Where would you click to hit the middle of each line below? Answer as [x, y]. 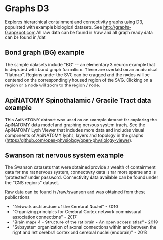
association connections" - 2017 [44, 217]
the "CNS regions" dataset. [32, 183]
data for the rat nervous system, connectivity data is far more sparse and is [81, 172]
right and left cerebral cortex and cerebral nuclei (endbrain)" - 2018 [80, 232]
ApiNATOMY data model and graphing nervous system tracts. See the [75, 125]
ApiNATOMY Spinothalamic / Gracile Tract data [78, 100]
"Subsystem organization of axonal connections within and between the [84, 227]
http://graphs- [117, 27]
